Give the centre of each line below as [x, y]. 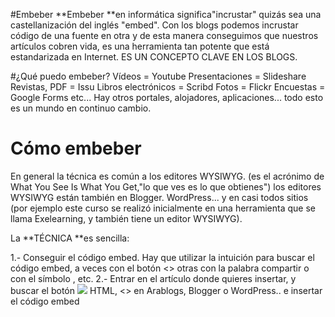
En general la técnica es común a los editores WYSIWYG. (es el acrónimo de [167, 176]
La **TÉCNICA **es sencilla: [70, 238]
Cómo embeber [76, 148]
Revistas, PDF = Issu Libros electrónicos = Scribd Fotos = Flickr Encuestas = [168, 87]
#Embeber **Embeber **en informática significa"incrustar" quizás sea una [166, 14]
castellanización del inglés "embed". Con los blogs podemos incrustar [154, 25]
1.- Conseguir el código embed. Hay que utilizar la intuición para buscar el [162, 257]
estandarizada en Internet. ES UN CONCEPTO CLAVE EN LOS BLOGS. [154, 57]
